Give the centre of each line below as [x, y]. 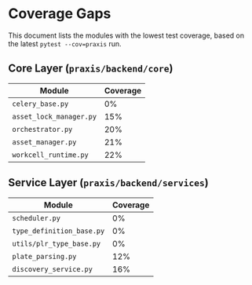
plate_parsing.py [44, 256]
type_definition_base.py [58, 231]
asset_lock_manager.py [54, 116]
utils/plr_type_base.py [57, 243]
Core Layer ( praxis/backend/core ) [91, 69]
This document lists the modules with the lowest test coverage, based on [126, 35]
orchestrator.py [42, 129]
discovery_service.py [52, 269]
